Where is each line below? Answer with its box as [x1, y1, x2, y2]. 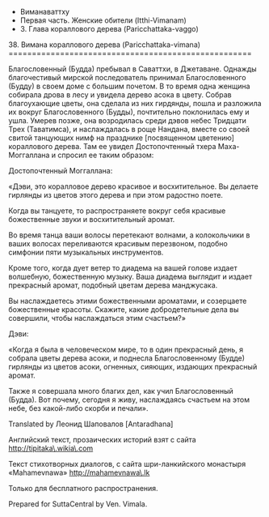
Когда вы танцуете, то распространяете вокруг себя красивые [8, 206, 226, 216]
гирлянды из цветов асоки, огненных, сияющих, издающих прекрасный [8, 362, 258, 371]
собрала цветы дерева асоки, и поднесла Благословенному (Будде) [8, 353, 245, 363]
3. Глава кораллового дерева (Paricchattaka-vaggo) [19, 24, 200, 33]
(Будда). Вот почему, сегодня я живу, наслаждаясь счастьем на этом [8, 395, 250, 404]
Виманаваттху [19, 7, 70, 16]
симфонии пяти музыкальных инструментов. [8, 247, 164, 257]
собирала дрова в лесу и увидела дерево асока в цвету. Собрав [8, 90, 232, 100]
